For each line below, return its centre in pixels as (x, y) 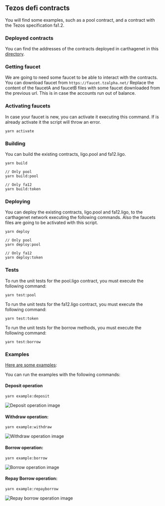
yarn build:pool (22, 176)
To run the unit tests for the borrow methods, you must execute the (73, 327)
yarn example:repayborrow (32, 489)
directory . (15, 54)
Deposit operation (24, 386)
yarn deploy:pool (23, 245)
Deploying (18, 201)
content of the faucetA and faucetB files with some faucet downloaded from (82, 88)
